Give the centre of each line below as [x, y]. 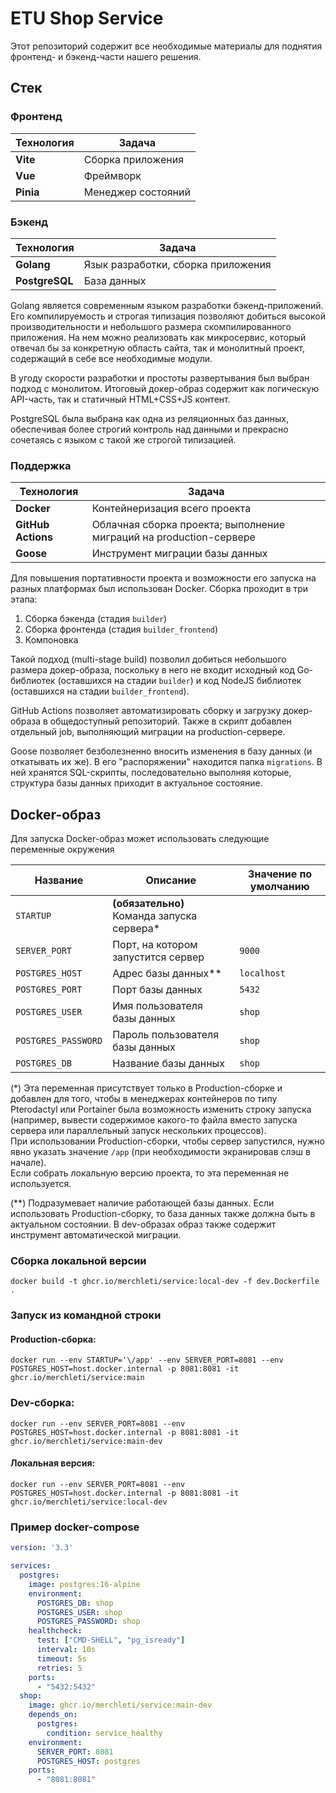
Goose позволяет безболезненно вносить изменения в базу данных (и [161, 751]
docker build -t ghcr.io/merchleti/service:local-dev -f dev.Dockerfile [165, 1282]
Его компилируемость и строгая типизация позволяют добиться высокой [168, 316]
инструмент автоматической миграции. [96, 1235]
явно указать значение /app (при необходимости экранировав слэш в [160, 1152]
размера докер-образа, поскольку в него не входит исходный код [152, 670]
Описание [171, 880]
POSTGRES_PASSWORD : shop [88, 1622]
